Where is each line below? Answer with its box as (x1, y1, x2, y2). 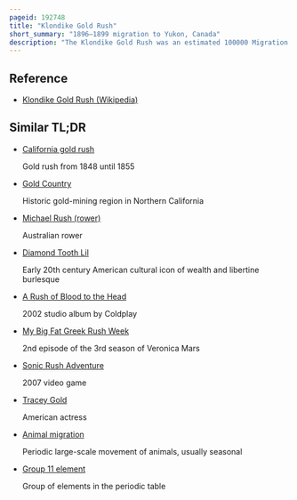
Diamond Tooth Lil (21, 246, 89, 258)
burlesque (21, 273, 60, 285)
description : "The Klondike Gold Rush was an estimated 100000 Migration (9, 37, 289, 47)
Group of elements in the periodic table (21, 480, 166, 491)
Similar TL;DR (9, 120, 86, 135)
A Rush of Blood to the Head (21, 291, 127, 302)
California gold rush (21, 143, 95, 154)
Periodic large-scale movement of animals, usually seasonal (21, 446, 243, 456)
